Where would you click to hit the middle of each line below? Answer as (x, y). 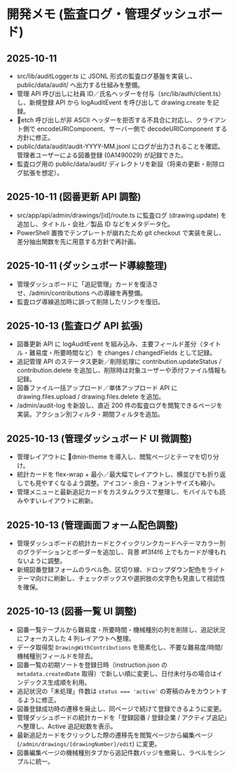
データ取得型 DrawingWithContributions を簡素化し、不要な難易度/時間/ (120, 647)
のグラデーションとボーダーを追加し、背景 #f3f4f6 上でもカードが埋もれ (122, 552)
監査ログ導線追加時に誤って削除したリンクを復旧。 (90, 301)
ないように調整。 (41, 561)
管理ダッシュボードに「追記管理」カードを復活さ (87, 284)
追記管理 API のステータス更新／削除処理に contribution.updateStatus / (119, 362)
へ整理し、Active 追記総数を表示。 (67, 726)
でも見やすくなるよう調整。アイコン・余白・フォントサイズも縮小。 (121, 483)
